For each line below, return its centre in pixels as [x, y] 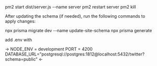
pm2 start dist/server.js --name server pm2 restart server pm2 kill [71, 7]
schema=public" [21, 59]
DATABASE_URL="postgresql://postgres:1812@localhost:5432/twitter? [75, 54]
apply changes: [20, 21]
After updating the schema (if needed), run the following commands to [75, 16]
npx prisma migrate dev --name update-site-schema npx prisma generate [78, 30]
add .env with [19, 40]
